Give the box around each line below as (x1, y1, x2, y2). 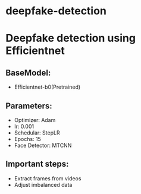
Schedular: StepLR (14, 129, 60, 136)
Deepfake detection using (5, 32, 136, 45)
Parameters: (5, 101, 52, 111)
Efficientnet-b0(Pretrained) (14, 83, 81, 90)
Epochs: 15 (14, 136, 41, 142)
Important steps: (5, 159, 69, 169)
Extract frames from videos (14, 174, 82, 182)
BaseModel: (5, 67, 51, 78)
